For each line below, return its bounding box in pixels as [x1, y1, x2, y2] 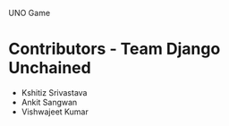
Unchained [8, 58, 91, 79]
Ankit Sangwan [21, 97, 78, 107]
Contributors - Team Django [8, 39, 221, 59]
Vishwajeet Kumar [21, 106, 89, 117]
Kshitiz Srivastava [21, 87, 88, 97]
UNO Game [8, 8, 51, 18]
